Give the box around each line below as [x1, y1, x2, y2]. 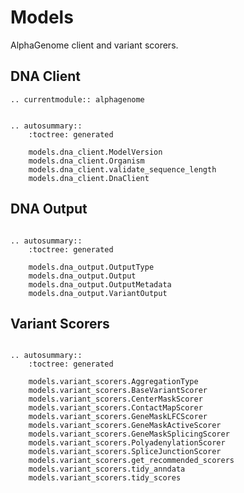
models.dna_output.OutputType [28, 262, 155, 272]
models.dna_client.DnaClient [28, 173, 150, 183]
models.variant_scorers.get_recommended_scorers [28, 456, 235, 466]
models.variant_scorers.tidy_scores [28, 473, 182, 483]
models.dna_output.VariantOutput [28, 288, 168, 298]
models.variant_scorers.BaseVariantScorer [28, 386, 208, 396]
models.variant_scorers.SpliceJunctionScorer [28, 447, 222, 457]
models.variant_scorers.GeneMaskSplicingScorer [28, 429, 230, 440]
